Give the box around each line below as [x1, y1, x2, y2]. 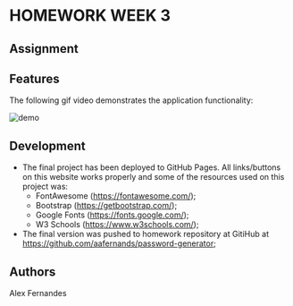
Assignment [9, 41, 79, 56]
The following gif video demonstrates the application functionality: [9, 95, 254, 106]
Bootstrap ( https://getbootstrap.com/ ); [35, 200, 178, 211]
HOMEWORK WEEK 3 [9, 5, 172, 26]
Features [9, 71, 60, 86]
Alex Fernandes [9, 288, 67, 299]
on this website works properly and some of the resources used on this [21, 172, 285, 183]
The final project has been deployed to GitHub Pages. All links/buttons [21, 162, 281, 173]
